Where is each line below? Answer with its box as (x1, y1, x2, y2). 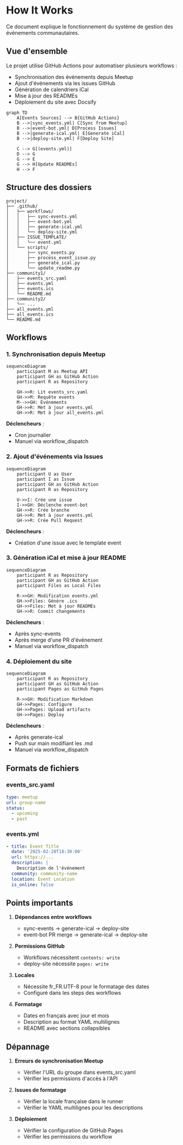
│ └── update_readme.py (6, 265, 81, 271)
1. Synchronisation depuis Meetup (6, 350, 106, 358)
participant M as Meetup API (16, 369, 88, 374)
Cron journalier (14, 432, 51, 439)
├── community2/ (6, 296, 46, 302)
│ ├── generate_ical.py (6, 260, 81, 265)
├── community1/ (6, 270, 46, 276)
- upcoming (11, 811, 38, 817)
